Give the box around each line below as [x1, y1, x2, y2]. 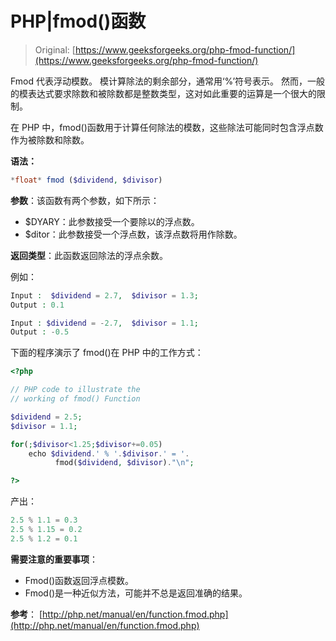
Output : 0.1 [10, 300, 65, 310]
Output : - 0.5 [10, 327, 70, 337]
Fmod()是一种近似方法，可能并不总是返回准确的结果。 [24, 587, 248, 599]
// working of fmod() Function [10, 394, 141, 404]
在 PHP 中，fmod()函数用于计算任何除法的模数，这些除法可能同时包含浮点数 [10, 121, 324, 133]
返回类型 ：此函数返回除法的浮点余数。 [10, 249, 168, 261]
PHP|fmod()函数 [10, 10, 147, 33]
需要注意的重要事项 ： [10, 553, 98, 565]
